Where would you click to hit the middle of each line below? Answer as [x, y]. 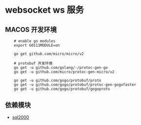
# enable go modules [35, 41]
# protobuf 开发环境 [33, 63]
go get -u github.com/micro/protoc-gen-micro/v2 [64, 72]
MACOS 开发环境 [31, 30]
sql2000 [20, 117]
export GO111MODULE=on [37, 45]
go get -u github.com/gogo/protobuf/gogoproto [62, 89]
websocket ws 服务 [45, 10]
